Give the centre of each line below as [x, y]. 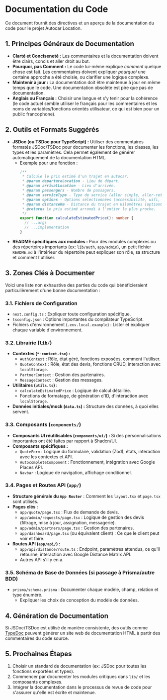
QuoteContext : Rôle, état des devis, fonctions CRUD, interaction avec [90, 364]
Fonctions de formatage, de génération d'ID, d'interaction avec [84, 396]
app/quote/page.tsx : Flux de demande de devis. [69, 512]
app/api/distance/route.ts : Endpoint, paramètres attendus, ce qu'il [90, 549]
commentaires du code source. [37, 638]
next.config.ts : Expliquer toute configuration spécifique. [72, 314]
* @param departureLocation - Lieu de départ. [71, 181]
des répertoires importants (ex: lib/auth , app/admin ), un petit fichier [82, 247]
